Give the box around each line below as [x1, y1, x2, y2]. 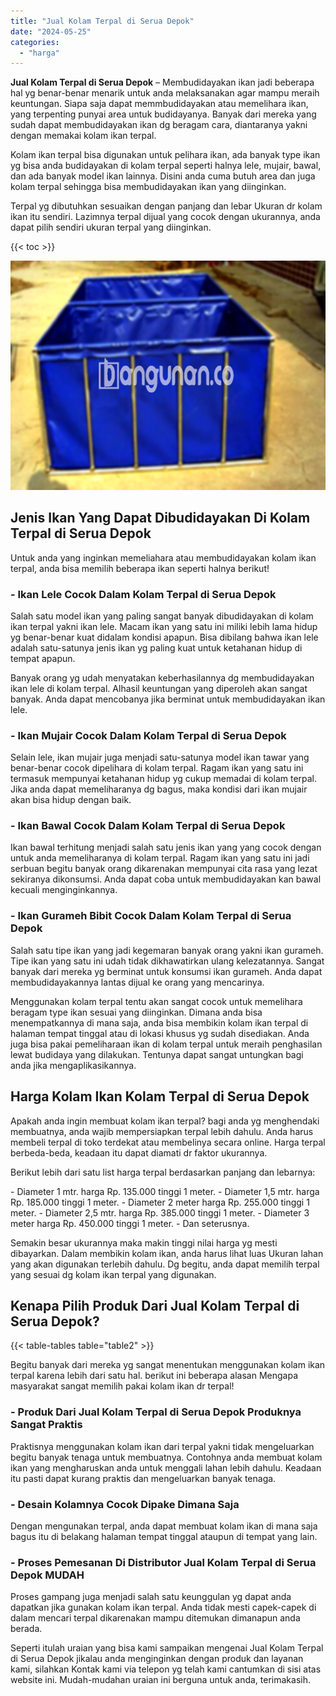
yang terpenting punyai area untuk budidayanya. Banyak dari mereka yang [10, 108, 317, 120]
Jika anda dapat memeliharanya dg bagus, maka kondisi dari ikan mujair [10, 783, 308, 795]
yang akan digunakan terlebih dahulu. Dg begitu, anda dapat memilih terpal [10, 1258, 320, 1270]
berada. [10, 1623, 43, 1635]
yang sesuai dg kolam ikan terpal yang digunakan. [10, 1268, 217, 1280]
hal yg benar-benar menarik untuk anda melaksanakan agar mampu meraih [10, 87, 320, 99]
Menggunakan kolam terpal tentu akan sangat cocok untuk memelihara [10, 995, 303, 1007]
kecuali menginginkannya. [10, 884, 118, 896]
